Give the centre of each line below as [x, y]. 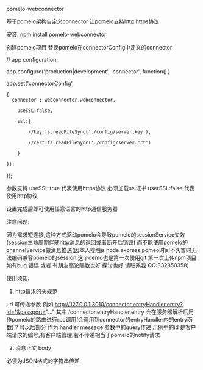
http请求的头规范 [36, 291]
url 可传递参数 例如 [30, 304]
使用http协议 [22, 196]
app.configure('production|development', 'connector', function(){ [88, 72]
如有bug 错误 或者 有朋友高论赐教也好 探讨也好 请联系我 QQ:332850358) [98, 265]
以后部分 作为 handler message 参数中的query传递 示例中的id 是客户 [110, 327]
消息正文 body [33, 348]
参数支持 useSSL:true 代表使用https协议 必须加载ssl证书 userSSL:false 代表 [101, 188]
